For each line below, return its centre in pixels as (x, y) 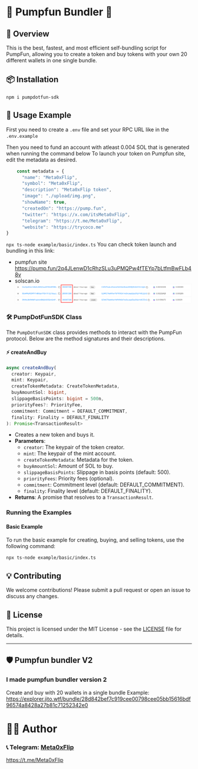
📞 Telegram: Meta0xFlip (40, 747)
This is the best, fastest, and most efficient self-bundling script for (86, 48)
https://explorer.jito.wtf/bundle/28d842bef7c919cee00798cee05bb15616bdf (99, 699)
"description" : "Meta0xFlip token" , (67, 190)
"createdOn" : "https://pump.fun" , (64, 208)
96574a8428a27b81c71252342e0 (47, 705)
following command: (31, 546)
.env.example (22, 136)
